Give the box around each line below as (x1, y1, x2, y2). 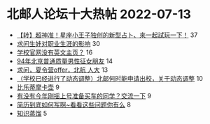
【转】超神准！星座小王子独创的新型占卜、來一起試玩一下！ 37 (16, 31, 198, 39)
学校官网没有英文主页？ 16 (16, 48, 93, 56)
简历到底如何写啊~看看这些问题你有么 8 (16, 100, 131, 109)
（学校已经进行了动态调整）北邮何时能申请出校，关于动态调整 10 (16, 74, 204, 82)
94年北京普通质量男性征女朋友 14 (16, 56, 113, 65)
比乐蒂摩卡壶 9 (16, 83, 60, 91)
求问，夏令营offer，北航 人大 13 (16, 65, 108, 74)
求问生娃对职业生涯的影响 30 (16, 39, 101, 47)
